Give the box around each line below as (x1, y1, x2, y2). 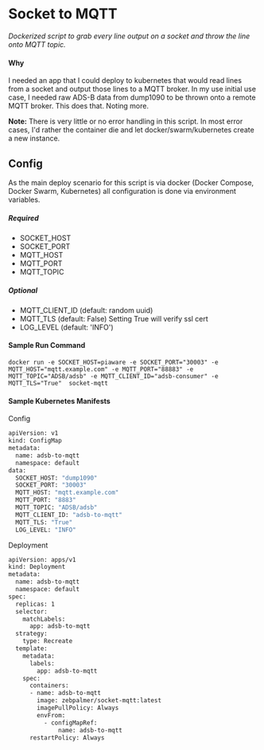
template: (15, 645, 48, 653)
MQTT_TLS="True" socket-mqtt (8, 380, 109, 388)
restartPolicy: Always (29, 733, 105, 742)
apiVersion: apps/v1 (8, 555, 77, 563)
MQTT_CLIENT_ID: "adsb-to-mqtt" (15, 511, 123, 519)
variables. (8, 195, 41, 204)
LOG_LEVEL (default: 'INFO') (19, 322, 114, 332)
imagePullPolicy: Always (37, 704, 119, 712)
